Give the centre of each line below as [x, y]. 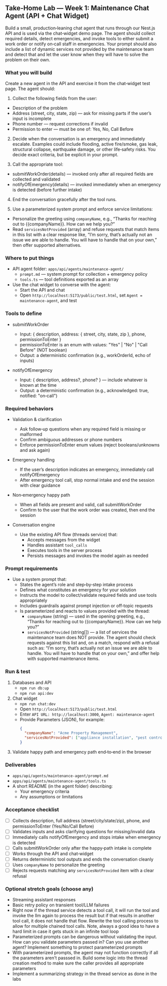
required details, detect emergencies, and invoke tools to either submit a [79, 38]
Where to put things [30, 258]
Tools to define [24, 314]
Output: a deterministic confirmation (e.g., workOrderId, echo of [85, 355]
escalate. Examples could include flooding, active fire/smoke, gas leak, [85, 144]
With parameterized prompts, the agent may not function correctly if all [85, 953]
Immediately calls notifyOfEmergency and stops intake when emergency [86, 837]
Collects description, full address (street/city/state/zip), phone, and [81, 820]
